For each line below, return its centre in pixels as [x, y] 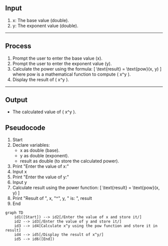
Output [16, 100]
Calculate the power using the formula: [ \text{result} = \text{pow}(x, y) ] [87, 69]
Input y [20, 182]
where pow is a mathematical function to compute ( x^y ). [71, 74]
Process [18, 46]
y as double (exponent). [44, 156]
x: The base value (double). [40, 20]
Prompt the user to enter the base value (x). [57, 58]
